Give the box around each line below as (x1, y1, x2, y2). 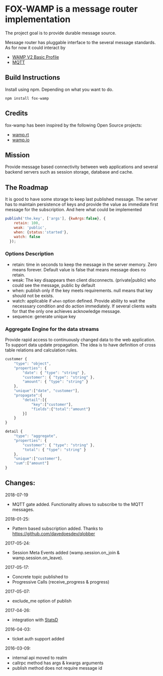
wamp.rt (12, 131, 29, 137)
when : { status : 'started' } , (14, 230, 69, 235)
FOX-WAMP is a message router (5, 3, 138, 15)
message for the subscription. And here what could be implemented (5, 207, 142, 213)
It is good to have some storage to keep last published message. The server (5, 196, 158, 202)
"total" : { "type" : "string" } (22, 447, 86, 452)
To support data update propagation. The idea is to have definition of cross (5, 342, 156, 348)
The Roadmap (5, 183, 49, 192)
